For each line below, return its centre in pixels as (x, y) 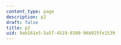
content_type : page (30, 11)
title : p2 (18, 28)
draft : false (22, 22)
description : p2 (26, 17)
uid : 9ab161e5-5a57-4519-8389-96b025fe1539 (61, 33)
